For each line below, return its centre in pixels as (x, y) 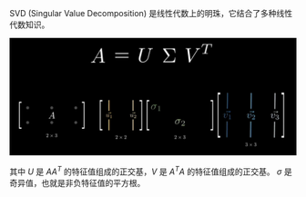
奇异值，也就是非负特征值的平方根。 (77, 182)
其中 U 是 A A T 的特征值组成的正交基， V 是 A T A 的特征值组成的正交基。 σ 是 (151, 171)
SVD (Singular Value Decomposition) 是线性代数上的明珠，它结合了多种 (143, 13)
